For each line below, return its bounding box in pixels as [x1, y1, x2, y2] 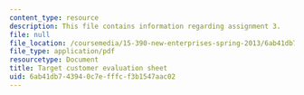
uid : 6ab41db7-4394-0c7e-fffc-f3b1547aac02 [9, 72, 176, 81]
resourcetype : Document [9, 55, 100, 64]
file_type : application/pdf [9, 47, 116, 56]
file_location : [9, 38, 67, 48]
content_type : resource [9, 13, 100, 23]
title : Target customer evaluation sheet [9, 64, 168, 73]
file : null [9, 30, 51, 39]
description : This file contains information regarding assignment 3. [9, 22, 281, 31]
